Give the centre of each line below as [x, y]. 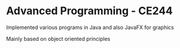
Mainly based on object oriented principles [58, 39]
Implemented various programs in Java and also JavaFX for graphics [90, 27]
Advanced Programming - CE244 [89, 11]
